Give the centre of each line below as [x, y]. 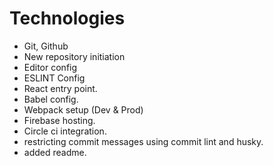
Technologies [67, 18]
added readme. [55, 152]
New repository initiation [74, 56]
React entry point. [60, 88]
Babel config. [51, 99]
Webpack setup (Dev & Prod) [83, 109]
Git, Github [46, 46]
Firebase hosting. [59, 120]
